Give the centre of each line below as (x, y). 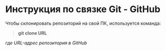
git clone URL (32, 33)
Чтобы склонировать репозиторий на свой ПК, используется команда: (83, 23)
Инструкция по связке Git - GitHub (83, 9)
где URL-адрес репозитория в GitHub (46, 43)
